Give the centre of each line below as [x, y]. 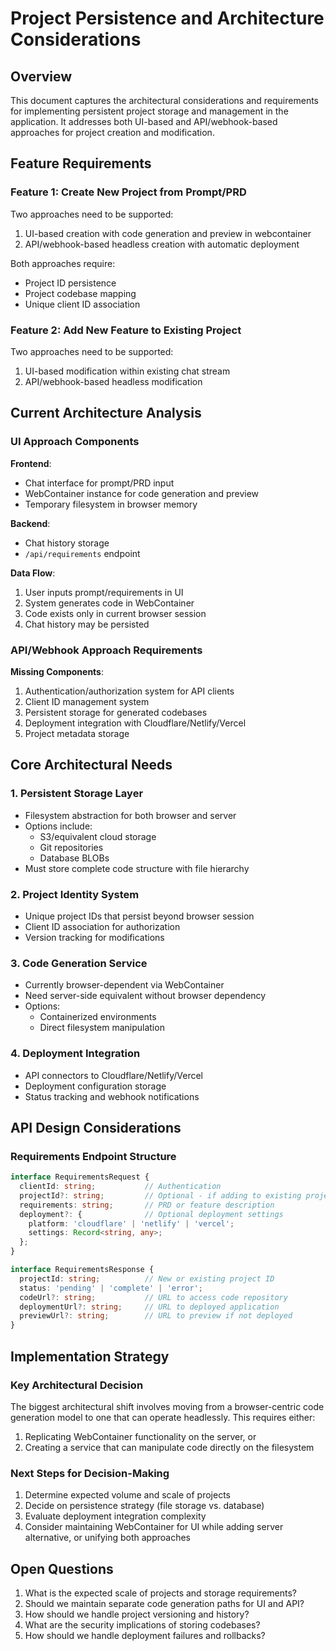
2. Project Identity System [75, 894]
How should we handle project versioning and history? [137, 1614]
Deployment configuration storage [95, 1086]
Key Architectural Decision [77, 1385]
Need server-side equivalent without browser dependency [145, 996]
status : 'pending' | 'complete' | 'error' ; [111, 1288]
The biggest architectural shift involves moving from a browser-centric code [167, 1406]
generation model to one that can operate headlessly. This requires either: [163, 1417]
